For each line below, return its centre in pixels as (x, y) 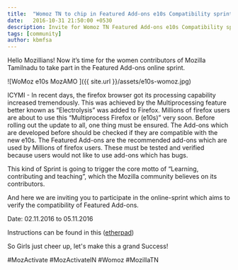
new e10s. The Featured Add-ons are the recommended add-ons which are (117, 140)
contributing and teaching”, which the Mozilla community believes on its (112, 177)
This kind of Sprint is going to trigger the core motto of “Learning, (103, 169)
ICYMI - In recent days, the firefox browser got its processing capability (112, 95)
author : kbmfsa (30, 40)
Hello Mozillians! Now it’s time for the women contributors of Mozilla (107, 60)
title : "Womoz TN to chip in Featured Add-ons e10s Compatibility (109, 14)
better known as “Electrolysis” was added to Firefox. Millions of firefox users (119, 110)
